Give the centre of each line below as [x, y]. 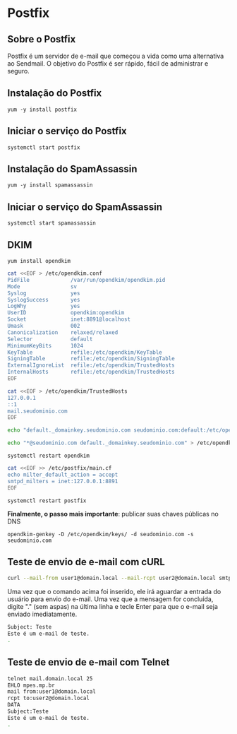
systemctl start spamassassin [52, 223]
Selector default [50, 339]
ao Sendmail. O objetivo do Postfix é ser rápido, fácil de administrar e [108, 64]
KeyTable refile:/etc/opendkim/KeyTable [85, 352]
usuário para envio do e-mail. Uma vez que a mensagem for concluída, [110, 599]
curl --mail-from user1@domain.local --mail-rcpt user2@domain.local [112, 578]
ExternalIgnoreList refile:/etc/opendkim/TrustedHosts [91, 365]
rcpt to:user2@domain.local [49, 698]
